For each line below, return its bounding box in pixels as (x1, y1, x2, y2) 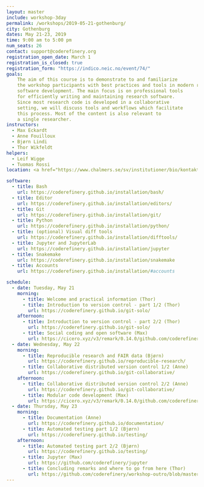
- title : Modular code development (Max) (22, 392, 129, 398)
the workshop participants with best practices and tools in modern (17, 83, 194, 89)
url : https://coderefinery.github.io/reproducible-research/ (28, 358, 186, 364)
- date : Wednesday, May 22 (12, 341, 80, 347)
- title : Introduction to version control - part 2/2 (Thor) (22, 319, 181, 325)
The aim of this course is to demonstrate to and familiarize (17, 77, 178, 83)
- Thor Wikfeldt (12, 144, 53, 151)
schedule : (6, 279, 32, 285)
